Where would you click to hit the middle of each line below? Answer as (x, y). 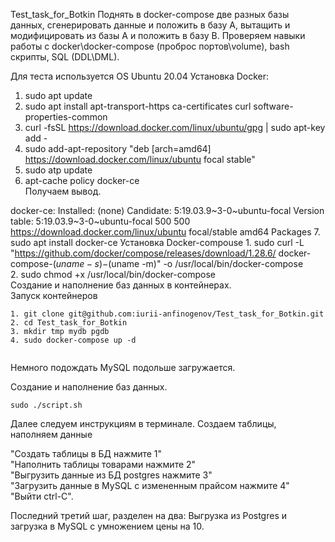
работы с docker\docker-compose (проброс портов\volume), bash (150, 46)
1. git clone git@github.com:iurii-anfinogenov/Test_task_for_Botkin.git (167, 314)
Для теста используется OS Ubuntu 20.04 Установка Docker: (140, 76)
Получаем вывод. (63, 191)
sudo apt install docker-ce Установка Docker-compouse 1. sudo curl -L (157, 242)
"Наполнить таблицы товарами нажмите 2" (103, 464)
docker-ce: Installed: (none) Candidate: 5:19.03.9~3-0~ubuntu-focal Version (167, 210)
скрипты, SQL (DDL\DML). (65, 57)
